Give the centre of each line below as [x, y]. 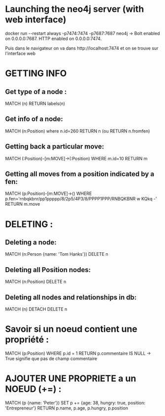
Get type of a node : [36, 92]
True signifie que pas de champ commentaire [51, 358]
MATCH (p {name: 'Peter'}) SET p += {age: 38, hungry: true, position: [75, 403]
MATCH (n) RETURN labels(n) [35, 103]
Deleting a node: [31, 242]
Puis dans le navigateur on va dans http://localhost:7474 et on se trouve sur [82, 48]
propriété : [27, 340]
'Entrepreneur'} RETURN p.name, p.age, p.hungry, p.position [66, 408]
